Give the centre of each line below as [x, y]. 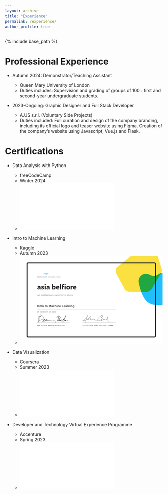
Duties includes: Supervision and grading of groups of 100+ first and [90, 91]
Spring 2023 [33, 440]
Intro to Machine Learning [39, 238]
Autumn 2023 [34, 253]
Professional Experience [57, 61]
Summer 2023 [35, 367]
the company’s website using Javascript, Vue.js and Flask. [80, 131]
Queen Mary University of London [55, 85]
